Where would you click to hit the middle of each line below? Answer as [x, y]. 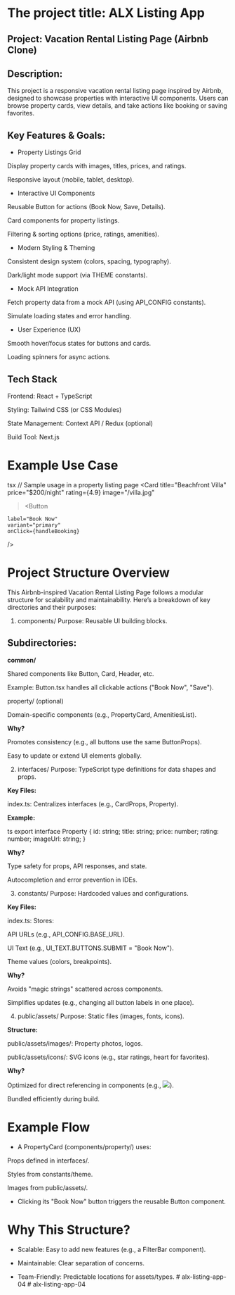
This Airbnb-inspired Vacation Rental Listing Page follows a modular [106, 592]
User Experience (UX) [49, 330]
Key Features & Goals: [56, 135]
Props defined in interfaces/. [48, 1161]
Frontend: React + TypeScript [50, 396]
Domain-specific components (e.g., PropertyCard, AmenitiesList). [102, 714]
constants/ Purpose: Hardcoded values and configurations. [103, 893]
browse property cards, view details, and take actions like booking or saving [117, 106]
